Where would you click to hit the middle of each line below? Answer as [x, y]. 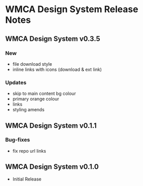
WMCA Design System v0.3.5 [53, 39]
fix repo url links [29, 151]
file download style [32, 64]
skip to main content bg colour [44, 94]
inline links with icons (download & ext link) [57, 69]
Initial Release [27, 179]
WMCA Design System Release [72, 9]
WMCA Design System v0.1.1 [51, 126]
